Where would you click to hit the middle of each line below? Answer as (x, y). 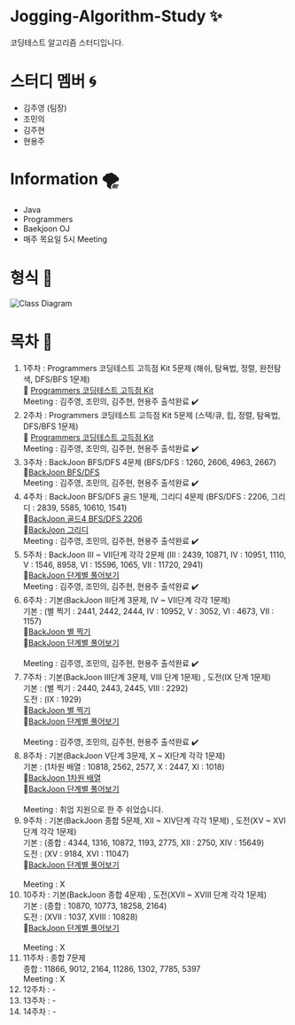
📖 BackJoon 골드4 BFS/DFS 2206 (82, 518)
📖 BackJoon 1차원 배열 (62, 778)
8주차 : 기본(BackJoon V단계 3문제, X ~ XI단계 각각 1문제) (124, 756)
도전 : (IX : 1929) (52, 699)
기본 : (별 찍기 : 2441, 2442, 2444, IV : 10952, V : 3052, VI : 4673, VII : (148, 611)
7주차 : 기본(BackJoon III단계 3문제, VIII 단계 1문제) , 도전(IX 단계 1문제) (147, 677)
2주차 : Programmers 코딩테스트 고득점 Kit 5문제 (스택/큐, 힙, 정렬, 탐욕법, (151, 415)
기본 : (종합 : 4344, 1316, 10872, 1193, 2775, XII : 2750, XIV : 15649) (144, 843)
